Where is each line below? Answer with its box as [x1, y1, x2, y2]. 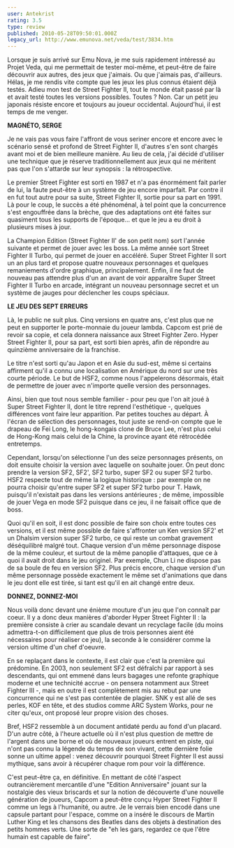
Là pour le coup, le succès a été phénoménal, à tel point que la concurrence [7, 200, 226, 209]
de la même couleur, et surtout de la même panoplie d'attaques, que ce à [7, 549, 218, 557]
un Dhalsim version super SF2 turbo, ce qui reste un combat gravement [7, 534, 213, 542]
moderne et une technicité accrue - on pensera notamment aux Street [7, 679, 210, 688]
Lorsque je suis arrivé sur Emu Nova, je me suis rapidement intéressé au [7, 55, 215, 64]
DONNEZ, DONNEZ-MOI [7, 592, 78, 601]
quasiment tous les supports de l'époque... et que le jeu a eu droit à [7, 215, 201, 224]
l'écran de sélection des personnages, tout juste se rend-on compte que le [7, 418, 222, 426]
